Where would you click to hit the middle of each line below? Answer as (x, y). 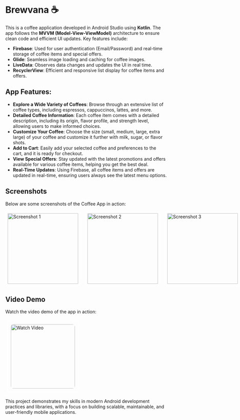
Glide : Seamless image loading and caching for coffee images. (79, 59)
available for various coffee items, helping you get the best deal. (81, 164)
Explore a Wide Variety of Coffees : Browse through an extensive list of (88, 104)
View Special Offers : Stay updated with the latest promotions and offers (89, 159)
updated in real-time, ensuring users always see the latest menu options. (90, 175)
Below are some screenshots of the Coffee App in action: (66, 204)
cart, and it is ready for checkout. (48, 153)
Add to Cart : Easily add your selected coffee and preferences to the (84, 148)
